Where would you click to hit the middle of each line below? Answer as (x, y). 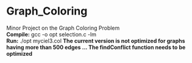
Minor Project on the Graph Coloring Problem (63, 28)
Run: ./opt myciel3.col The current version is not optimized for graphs (96, 41)
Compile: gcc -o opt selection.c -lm (51, 34)
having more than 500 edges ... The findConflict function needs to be (96, 47)
